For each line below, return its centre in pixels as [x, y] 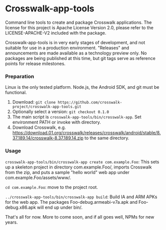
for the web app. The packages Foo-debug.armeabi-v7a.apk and [71, 202]
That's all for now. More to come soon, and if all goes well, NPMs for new [80, 217]
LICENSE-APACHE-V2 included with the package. [56, 33]
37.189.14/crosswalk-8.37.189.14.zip [48, 138]
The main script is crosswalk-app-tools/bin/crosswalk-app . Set [77, 117]
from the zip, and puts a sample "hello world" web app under [67, 172]
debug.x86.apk [21, 207]
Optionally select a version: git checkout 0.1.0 [60, 112]
